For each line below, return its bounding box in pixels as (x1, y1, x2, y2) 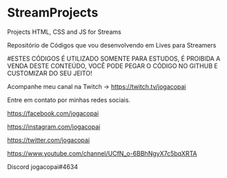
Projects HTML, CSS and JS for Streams (7, 28, 122, 36)
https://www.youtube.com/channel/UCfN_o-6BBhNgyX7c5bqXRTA (7, 149, 197, 157)
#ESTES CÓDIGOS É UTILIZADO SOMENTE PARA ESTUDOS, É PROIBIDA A (7, 54, 221, 63)
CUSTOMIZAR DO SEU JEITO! (7, 69, 92, 77)
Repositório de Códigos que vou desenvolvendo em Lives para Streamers (7, 41, 217, 49)
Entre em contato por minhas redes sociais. (7, 95, 131, 104)
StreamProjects (7, 5, 99, 21)
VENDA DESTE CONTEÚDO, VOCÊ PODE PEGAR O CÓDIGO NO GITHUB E (7, 61, 219, 70)
